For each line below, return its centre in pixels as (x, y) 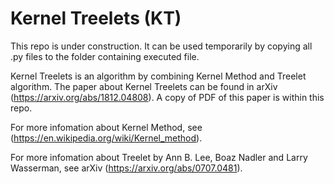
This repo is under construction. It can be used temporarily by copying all (161, 46)
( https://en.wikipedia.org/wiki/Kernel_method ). (106, 138)
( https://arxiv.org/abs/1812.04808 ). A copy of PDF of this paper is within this (167, 97)
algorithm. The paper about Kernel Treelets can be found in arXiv (144, 86)
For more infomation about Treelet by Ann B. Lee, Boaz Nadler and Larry (159, 157)
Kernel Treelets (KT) (96, 18)
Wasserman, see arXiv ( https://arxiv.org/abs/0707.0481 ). (126, 168)
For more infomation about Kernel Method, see (106, 127)
